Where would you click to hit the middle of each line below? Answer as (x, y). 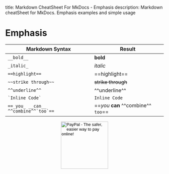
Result (128, 49)
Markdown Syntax (49, 49)
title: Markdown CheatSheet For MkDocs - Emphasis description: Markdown (84, 7)
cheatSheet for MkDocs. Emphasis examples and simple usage (70, 13)
